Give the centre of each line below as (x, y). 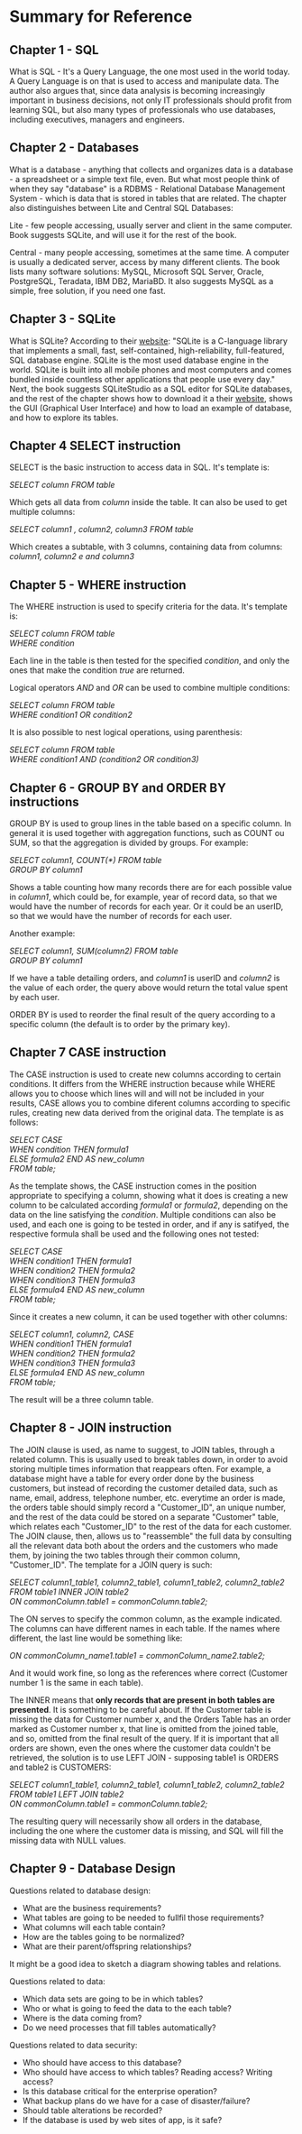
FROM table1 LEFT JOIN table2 (67, 1794)
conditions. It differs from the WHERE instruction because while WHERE (142, 1083)
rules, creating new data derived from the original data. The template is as (146, 1112)
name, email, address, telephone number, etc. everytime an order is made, (147, 1497)
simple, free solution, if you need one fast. (88, 290)
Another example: (42, 934)
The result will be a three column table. (82, 1399)
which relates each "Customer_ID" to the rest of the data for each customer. (151, 1526)
